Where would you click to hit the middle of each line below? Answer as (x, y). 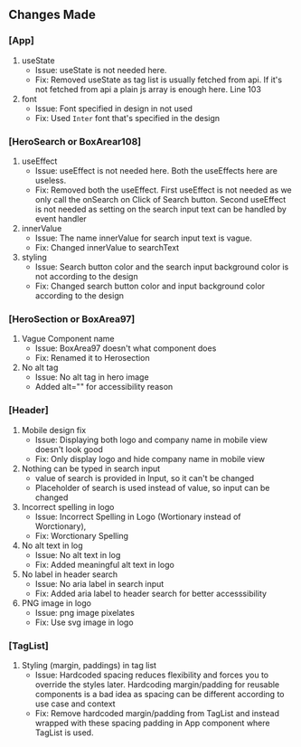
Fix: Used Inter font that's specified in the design (127, 118)
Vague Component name (68, 339)
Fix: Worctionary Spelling (81, 535)
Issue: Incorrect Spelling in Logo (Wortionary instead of (138, 516)
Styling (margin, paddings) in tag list (89, 665)
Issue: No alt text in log (78, 554)
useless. (51, 180)
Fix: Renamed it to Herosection (92, 358)
